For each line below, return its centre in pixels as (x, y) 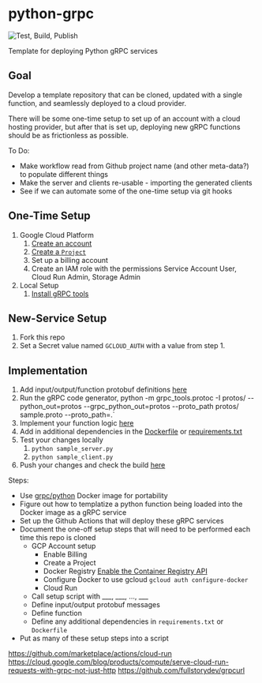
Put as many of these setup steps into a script (94, 638)
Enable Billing (65, 554)
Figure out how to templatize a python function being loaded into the (131, 504)
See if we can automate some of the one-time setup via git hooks (126, 191)
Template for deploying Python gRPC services (83, 51)
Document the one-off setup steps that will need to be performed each (135, 529)
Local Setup (39, 285)
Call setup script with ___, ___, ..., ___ (90, 596)
